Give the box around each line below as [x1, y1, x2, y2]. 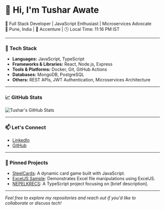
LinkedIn [12, 137, 30, 143]
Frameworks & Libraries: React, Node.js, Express [12, 61, 113, 67]
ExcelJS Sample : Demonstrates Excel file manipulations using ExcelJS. [12, 176, 156, 182]
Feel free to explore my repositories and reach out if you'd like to [5, 195, 136, 201]
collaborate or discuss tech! [5, 200, 62, 206]
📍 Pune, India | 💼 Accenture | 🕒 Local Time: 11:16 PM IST [5, 26, 120, 32]
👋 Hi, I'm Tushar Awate [5, 4, 99, 16]
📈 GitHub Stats [5, 94, 43, 101]
